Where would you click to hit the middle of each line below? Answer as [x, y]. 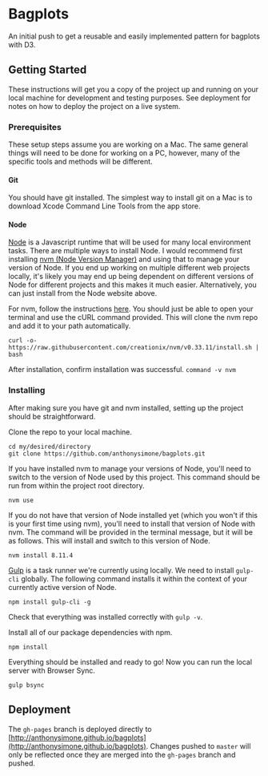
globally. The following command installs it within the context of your [134, 579]
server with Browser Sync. [52, 670]
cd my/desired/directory [50, 447]
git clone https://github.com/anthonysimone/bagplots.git [107, 454]
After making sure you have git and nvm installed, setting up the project [126, 408]
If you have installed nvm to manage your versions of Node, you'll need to [130, 468]
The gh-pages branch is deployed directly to [80, 729]
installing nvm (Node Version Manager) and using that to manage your [124, 259]
